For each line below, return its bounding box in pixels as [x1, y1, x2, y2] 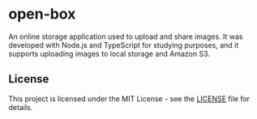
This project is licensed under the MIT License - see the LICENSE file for [8, 94, 250, 104]
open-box [8, 5, 76, 23]
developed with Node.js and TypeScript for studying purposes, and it [8, 40, 239, 49]
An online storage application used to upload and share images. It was [8, 32, 243, 41]
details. [8, 102, 33, 112]
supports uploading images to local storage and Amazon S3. [8, 49, 211, 58]
